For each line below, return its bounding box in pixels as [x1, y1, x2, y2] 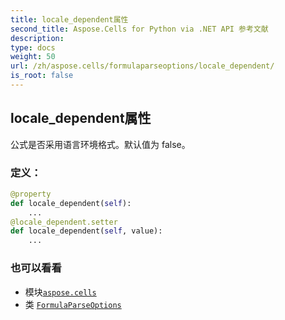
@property [10, 189, 52, 199]
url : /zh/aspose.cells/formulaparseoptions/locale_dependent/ [10, 61, 275, 71]
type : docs [10, 42, 56, 53]
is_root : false [10, 71, 74, 81]
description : [10, 33, 65, 43]
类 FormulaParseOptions [24, 298, 122, 310]
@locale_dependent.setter [10, 217, 118, 227]
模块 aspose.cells [24, 286, 97, 298]
